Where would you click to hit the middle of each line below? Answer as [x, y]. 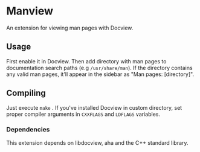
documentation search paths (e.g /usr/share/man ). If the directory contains [99, 68]
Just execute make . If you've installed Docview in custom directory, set [94, 107]
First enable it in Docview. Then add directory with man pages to [86, 61]
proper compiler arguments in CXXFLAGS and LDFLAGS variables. [83, 114]
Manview [30, 11]
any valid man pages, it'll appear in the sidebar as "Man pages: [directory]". [100, 74]
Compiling [26, 93]
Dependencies [28, 130]
